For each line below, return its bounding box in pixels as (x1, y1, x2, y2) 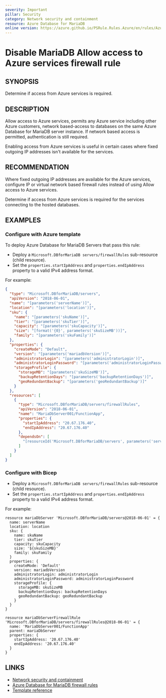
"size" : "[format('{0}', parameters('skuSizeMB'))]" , (14, 328, 127, 333)
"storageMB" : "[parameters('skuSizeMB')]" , (18, 370, 110, 375)
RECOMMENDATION (5, 163, 69, 172)
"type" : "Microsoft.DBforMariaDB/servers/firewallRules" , (18, 402, 140, 407)
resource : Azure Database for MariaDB (5, 21, 85, 26)
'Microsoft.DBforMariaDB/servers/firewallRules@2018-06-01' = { (5, 620, 140, 625)
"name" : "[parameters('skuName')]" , (14, 315, 90, 319)
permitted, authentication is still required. (5, 133, 89, 139)
